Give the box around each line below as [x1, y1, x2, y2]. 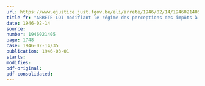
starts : [6, 54, 26, 60]
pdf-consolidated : [6, 71, 53, 77]
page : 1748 [6, 37, 34, 43]
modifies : [6, 59, 32, 65]
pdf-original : [6, 65, 43, 71]
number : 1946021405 [6, 31, 56, 38]
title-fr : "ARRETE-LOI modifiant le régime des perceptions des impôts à [6, 15, 198, 21]
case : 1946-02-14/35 [6, 43, 59, 49]
